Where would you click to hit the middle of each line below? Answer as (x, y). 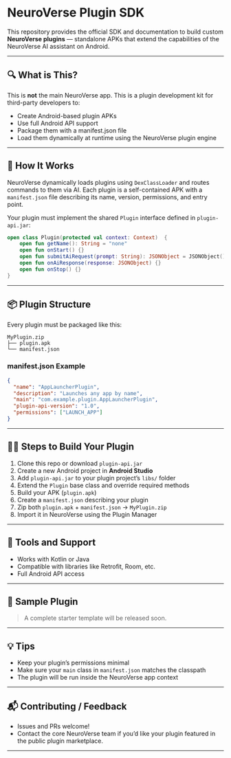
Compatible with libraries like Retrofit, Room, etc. (86, 566)
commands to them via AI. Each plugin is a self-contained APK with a (105, 190)
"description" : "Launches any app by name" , (78, 393)
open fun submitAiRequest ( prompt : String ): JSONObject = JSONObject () (123, 257)
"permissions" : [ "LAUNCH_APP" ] (58, 413)
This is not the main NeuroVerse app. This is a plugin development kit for (110, 95)
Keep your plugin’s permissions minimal (73, 663)
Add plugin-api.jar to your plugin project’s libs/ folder (96, 478)
